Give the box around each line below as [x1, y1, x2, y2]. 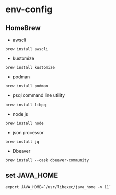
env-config [5, 4, 53, 15]
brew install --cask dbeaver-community [5, 158, 89, 163]
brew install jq [5, 139, 39, 144]
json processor [12, 130, 44, 135]
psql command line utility [12, 92, 65, 99]
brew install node [5, 121, 44, 126]
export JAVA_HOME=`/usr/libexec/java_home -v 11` [5, 184, 112, 189]
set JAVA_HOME [5, 171, 59, 180]
